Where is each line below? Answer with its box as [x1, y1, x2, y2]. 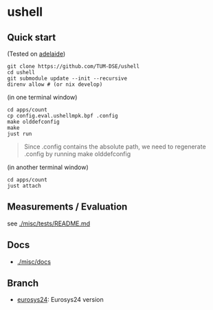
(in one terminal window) [7, 93, 78, 101]
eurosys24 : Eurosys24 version [16, 296, 104, 304]
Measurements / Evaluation [7, 201, 128, 213]
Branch [7, 278, 39, 289]
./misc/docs [16, 257, 52, 265]
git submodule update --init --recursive [7, 75, 128, 82]
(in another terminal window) [7, 163, 89, 171]
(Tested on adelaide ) [7, 49, 66, 58]
